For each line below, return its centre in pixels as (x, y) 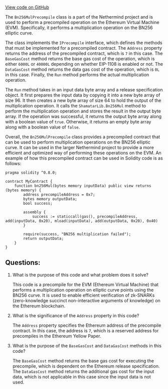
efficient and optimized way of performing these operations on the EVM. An (83, 153)
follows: (13, 163)
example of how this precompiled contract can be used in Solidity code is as (84, 158)
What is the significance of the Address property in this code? (76, 315)
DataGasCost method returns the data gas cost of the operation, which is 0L (82, 69)
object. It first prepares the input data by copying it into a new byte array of (83, 95)
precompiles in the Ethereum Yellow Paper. (57, 336)
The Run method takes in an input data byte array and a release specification (84, 90)
